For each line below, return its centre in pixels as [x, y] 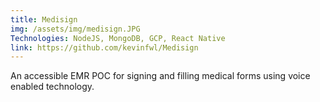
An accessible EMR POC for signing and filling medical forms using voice [160, 76]
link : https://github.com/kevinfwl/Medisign [104, 47]
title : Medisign [44, 19]
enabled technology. [52, 87]
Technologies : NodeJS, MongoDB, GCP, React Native [118, 38]
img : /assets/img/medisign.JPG [75, 29]
